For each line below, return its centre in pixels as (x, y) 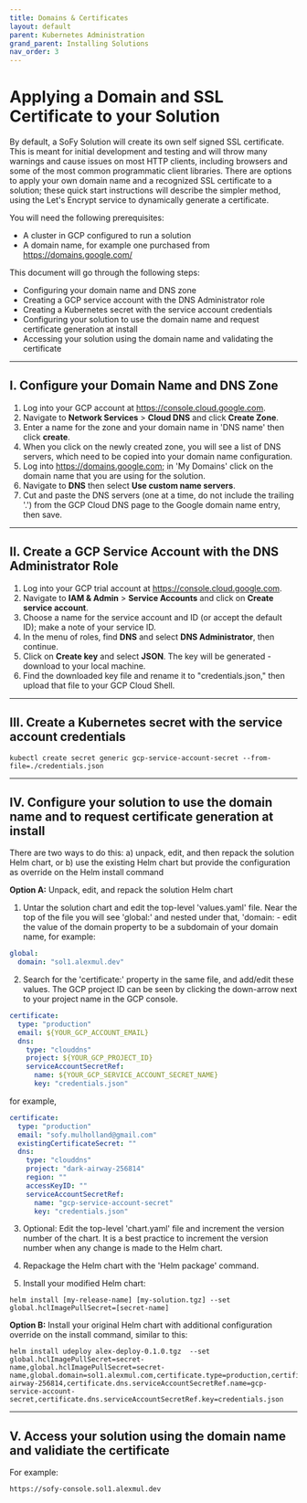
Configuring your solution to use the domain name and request (141, 320)
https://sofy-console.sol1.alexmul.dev (85, 1489)
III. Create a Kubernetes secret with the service (146, 723)
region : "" (47, 1178)
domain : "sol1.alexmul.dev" (71, 962)
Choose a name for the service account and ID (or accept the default (152, 617)
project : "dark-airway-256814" (85, 1169)
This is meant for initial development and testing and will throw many (138, 152)
